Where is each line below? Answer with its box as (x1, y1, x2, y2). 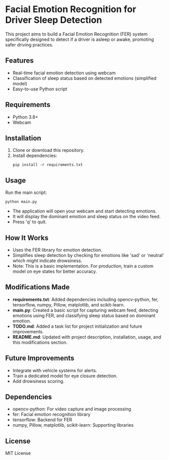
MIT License (5, 450, 31, 456)
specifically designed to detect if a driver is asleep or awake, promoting (5, 36, 154, 42)
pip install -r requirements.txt (12, 163, 83, 168)
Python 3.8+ (12, 114, 39, 120)
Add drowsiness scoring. (12, 378, 65, 384)
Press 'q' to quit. (12, 219, 47, 225)
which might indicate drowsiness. (12, 258, 82, 264)
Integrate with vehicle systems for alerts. (12, 367, 97, 373)
